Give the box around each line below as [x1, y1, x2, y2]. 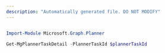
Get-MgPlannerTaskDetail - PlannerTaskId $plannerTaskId [6, 41, 147, 47]
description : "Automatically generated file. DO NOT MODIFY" [6, 8, 161, 15]
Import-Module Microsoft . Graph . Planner [6, 30, 105, 36]
